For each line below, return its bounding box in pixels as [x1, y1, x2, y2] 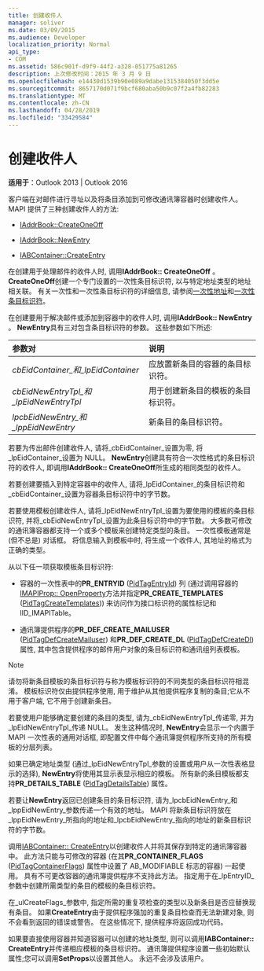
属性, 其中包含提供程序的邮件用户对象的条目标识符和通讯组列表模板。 [19, 644, 244, 653]
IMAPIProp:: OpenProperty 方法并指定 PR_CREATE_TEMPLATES [19, 588, 224, 598]
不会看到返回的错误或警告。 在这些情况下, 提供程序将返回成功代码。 [8, 917, 228, 926]
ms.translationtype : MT [8, 92, 86, 100]
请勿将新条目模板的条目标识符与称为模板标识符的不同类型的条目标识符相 [8, 676, 242, 686]
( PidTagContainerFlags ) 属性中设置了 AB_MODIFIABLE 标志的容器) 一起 [8, 861, 239, 870]
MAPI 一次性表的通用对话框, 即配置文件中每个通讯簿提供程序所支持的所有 [8, 732, 245, 741]
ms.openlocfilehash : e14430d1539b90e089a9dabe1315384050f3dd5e [8, 77, 220, 85]
